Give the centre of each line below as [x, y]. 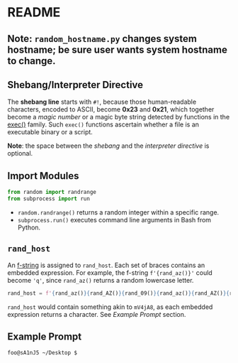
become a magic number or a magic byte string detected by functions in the [119, 117]
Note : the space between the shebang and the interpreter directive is [108, 146]
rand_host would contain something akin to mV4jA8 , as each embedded [110, 307]
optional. [20, 153]
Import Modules [43, 176]
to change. [32, 61]
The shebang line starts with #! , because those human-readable [102, 102]
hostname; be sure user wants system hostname [118, 49]
